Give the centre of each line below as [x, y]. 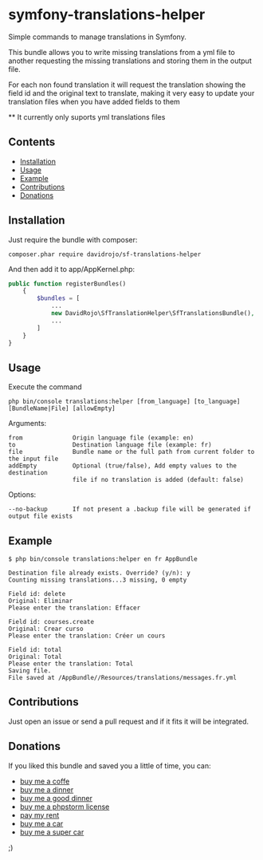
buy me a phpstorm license [65, 807]
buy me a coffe [45, 781]
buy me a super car [52, 832]
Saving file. [30, 671]
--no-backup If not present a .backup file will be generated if [130, 509]
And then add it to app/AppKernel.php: [72, 269]
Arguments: [27, 424]
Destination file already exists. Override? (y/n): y [100, 573]
